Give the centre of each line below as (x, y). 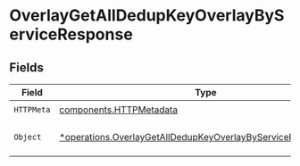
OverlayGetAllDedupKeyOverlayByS (147, 16)
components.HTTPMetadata (119, 110)
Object (28, 137)
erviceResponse (71, 34)
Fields (27, 67)
